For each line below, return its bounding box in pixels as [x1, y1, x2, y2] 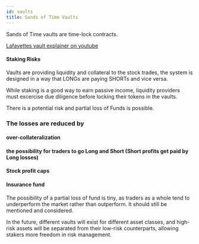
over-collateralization [6, 134, 61, 141]
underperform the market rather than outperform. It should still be [6, 200, 168, 208]
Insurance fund [6, 181, 45, 188]
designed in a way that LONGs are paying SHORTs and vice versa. [6, 75, 168, 82]
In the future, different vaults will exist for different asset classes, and [6, 218, 176, 226]
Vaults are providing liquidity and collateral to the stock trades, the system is [6, 69, 193, 76]
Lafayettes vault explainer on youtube [6, 42, 99, 49]
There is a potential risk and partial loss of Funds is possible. [6, 104, 154, 112]
